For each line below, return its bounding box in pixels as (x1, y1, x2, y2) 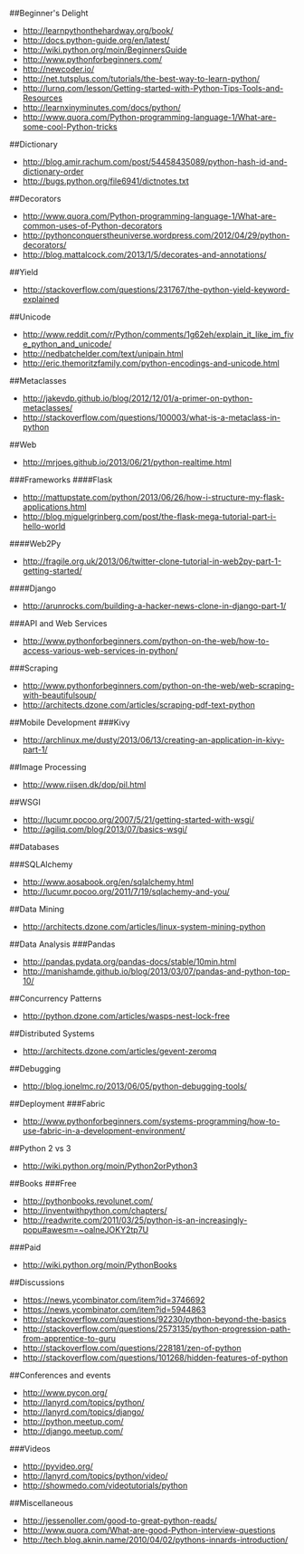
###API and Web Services (9, 618, 108, 628)
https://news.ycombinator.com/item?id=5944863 (22, 1304, 206, 1315)
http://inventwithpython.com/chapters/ (22, 1206, 167, 1216)
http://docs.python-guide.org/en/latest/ (22, 35, 170, 45)
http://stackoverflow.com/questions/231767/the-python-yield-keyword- (22, 284, 290, 295)
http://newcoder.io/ (22, 63, 95, 74)
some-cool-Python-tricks (22, 121, 118, 132)
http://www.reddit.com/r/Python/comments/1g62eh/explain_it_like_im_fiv (22, 329, 294, 339)
